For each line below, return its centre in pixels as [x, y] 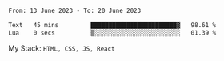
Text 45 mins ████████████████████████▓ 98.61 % [112, 25]
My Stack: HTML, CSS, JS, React [62, 48]
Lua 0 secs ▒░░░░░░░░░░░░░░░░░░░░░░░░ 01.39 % [112, 33]
